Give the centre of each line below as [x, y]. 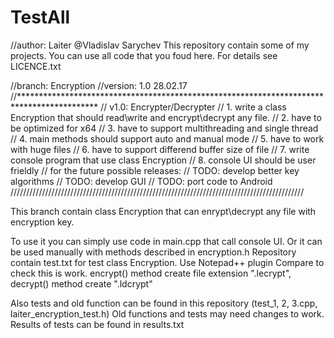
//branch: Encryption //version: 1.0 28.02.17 [99, 85]
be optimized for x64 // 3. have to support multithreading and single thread [164, 128]
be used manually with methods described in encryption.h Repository [153, 252]
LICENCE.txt [36, 66]
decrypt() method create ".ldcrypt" [81, 283]
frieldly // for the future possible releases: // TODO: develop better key [155, 170]
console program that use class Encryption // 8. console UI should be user [163, 160]
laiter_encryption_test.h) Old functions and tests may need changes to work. [167, 313]
